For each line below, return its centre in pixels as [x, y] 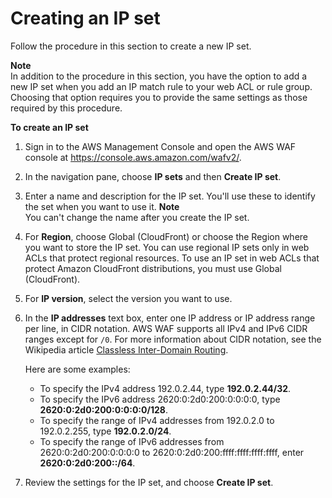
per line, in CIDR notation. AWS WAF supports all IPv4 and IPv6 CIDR [166, 328]
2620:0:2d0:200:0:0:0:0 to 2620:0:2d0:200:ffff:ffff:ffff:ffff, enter [172, 452]
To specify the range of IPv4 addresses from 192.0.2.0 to [157, 420]
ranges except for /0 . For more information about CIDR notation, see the [173, 339]
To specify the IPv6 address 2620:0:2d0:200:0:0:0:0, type [160, 399]
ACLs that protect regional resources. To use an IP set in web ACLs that [172, 258]
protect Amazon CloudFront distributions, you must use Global [153, 268]
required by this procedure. [66, 108]
